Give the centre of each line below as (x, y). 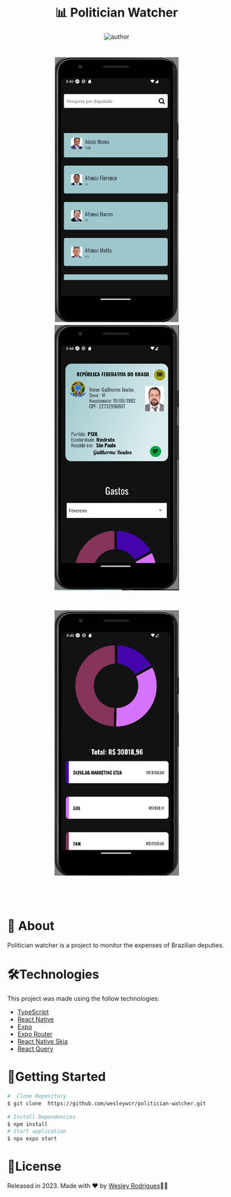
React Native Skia (42, 1041)
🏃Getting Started (57, 1077)
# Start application (37, 1131)
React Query (35, 1049)
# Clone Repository (37, 1096)
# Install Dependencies (42, 1117)
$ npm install (28, 1124)
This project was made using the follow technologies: (83, 998)
